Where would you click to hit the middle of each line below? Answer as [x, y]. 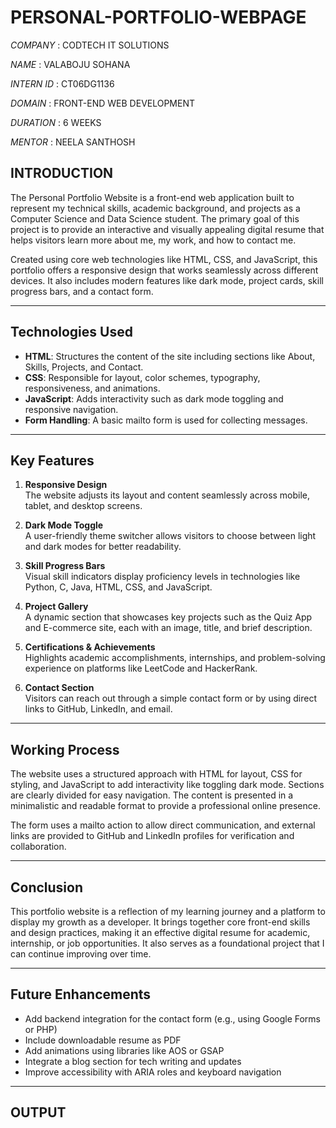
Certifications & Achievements [90, 647]
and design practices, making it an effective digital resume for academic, [160, 932]
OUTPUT [38, 1112]
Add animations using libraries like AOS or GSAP [124, 1050]
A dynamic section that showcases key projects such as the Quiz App [168, 617]
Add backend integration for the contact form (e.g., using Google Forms [173, 1018]
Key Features [52, 460]
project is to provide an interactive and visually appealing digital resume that [167, 229]
